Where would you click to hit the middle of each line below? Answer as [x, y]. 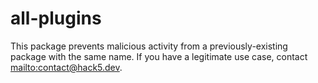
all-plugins [56, 18]
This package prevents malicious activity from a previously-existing [149, 46]
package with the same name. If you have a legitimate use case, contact [159, 56]
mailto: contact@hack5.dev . [66, 67]
